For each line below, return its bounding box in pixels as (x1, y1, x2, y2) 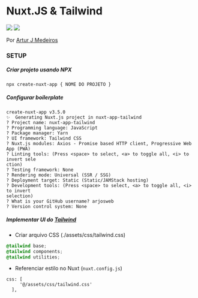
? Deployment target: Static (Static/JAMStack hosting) (6, 177, 149, 183)
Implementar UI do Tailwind (6, 216, 77, 223)
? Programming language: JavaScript (6, 125, 98, 131)
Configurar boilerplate (6, 94, 64, 101)
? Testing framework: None (6, 167, 74, 173)
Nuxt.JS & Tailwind (6, 4, 103, 18)
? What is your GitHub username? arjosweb (6, 198, 114, 204)
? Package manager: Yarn (6, 130, 68, 136)
